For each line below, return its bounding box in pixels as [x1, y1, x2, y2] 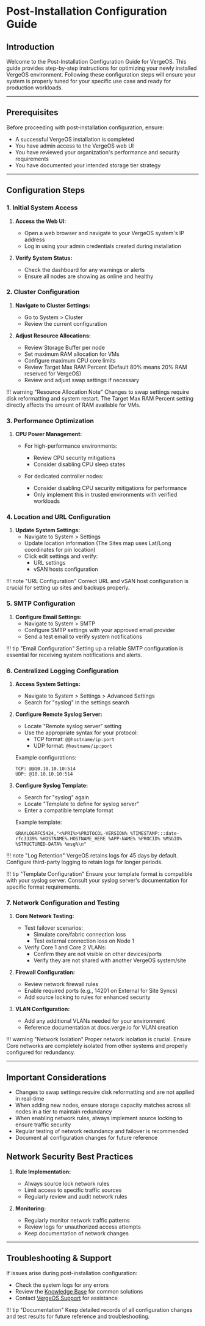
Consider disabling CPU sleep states [33, 461, 126, 468]
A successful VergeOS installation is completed [15, 135, 134, 143]
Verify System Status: [15, 254, 73, 262]
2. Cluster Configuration [6, 288, 80, 296]
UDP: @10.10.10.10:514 [15, 770, 73, 777]
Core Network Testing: [15, 913, 74, 920]
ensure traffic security [15, 1121, 71, 1128]
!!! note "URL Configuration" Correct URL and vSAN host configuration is [6, 578, 189, 585]
